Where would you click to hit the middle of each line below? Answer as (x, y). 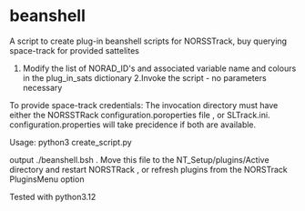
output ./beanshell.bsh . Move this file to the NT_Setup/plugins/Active (140, 159)
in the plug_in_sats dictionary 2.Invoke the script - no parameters (144, 77)
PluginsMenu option (47, 179)
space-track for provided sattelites (74, 50)
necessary (42, 87)
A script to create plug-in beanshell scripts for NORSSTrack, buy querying (148, 41)
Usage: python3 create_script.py (71, 142)
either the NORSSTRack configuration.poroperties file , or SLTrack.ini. (140, 115)
